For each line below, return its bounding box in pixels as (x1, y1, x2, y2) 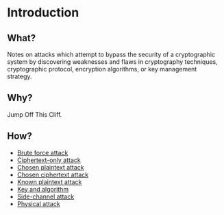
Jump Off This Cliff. (7, 110, 62, 118)
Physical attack (16, 199, 60, 207)
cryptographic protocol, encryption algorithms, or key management (7, 65, 197, 73)
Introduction (7, 5, 79, 21)
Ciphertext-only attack (16, 156, 81, 164)
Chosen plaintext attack (16, 163, 84, 171)
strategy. (7, 72, 32, 80)
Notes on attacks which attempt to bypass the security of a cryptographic (7, 50, 216, 58)
